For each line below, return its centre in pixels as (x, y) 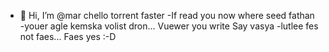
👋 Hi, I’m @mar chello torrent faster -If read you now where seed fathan (167, 15)
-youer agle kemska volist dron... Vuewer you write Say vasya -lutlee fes (169, 26)
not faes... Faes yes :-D (68, 36)
